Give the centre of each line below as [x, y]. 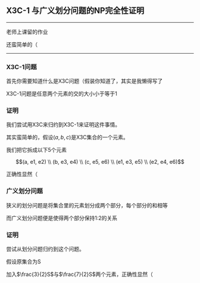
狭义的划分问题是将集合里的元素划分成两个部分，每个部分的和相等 [87, 205]
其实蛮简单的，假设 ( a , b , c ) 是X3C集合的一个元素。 [68, 137]
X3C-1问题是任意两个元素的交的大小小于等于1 [62, 94]
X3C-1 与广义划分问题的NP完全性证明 [75, 11]
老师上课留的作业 [27, 32]
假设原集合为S [24, 262]
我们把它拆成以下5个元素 [37, 150]
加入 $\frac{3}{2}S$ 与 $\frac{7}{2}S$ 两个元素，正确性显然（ [80, 274]
